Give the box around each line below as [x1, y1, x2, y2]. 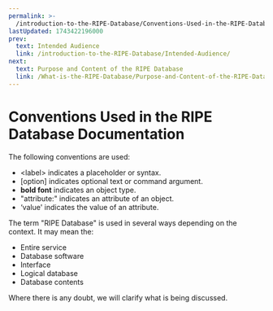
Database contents [19, 277, 84, 287]
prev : [8, 34, 27, 43]
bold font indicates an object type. [19, 185, 136, 195]
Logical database [19, 268, 79, 278]
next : [8, 58, 27, 66]
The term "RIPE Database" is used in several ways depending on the [8, 217, 237, 228]
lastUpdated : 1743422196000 [8, 27, 104, 35]
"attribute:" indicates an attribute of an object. [19, 193, 175, 204]
